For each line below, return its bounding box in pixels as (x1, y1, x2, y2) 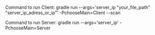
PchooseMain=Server (5, 25, 51, 31)
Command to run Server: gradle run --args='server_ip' (5, 20, 119, 25)
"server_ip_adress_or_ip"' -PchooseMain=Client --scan (5, 10, 121, 16)
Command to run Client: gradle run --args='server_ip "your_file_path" (5, 5, 150, 10)
